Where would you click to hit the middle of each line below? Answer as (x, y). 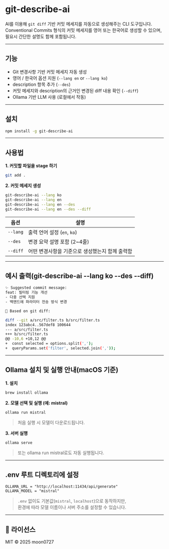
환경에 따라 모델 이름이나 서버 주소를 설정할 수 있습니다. (72, 507)
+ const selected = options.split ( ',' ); (49, 344)
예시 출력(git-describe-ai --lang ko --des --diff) (79, 276)
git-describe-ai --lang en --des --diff (48, 209)
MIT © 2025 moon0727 (30, 542)
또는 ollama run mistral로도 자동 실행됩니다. (61, 453)
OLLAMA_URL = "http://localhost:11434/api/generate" (62, 487)
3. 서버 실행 (17, 433)
